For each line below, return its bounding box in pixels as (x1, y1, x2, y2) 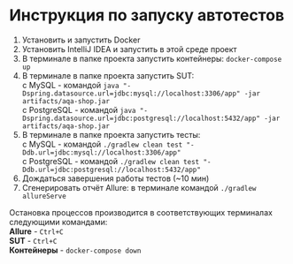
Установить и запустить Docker (21, 34, 141, 45)
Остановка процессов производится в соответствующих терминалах (9, 207, 273, 217)
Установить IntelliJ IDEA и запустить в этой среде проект (21, 43, 237, 54)
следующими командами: (9, 216, 108, 227)
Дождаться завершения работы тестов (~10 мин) (21, 173, 210, 184)
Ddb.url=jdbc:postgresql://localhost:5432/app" (21, 165, 201, 174)
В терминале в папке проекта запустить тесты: (21, 129, 201, 140)
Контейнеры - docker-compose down (9, 245, 142, 255)
